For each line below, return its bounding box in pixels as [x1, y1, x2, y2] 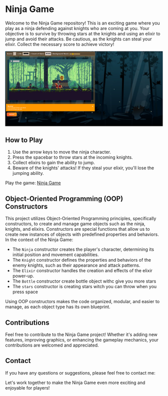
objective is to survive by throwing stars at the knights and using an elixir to [5, 30, 160, 36]
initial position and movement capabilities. [12, 252, 99, 258]
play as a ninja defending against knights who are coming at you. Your [5, 25, 149, 31]
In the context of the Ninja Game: [5, 237, 73, 243]
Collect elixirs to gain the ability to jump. [12, 160, 95, 166]
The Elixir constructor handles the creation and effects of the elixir [12, 268, 152, 274]
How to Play [5, 136, 43, 144]
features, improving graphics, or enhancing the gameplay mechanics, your [5, 337, 159, 343]
